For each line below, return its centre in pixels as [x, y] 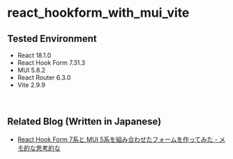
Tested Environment [52, 39]
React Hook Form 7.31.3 [51, 63]
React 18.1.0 [34, 55]
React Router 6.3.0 [44, 77]
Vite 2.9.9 [31, 85]
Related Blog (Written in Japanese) [84, 122]
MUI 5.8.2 [31, 70]
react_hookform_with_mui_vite [98, 13]
